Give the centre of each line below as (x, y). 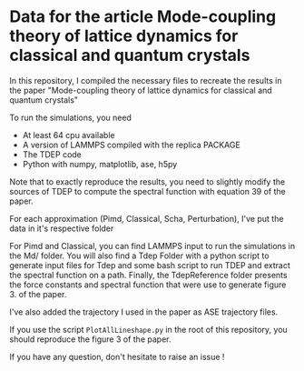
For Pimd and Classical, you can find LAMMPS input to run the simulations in (152, 246)
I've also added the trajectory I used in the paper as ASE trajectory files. (144, 312)
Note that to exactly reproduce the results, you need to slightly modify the (147, 181)
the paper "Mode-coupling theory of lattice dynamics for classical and (141, 90)
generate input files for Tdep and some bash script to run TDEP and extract (150, 265)
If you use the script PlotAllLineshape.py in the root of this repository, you (148, 329)
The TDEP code (52, 154)
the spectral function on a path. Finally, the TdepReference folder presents (148, 275)
